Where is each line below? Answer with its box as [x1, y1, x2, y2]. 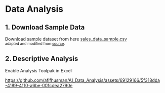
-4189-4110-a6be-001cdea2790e [5, 82, 73, 88]
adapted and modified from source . [5, 41, 65, 46]
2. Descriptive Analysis [5, 55, 78, 63]
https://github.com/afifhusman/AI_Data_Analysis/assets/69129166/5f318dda [5, 77, 160, 83]
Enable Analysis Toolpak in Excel [5, 67, 72, 73]
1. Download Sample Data [5, 23, 85, 31]
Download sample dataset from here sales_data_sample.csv [5, 36, 127, 42]
